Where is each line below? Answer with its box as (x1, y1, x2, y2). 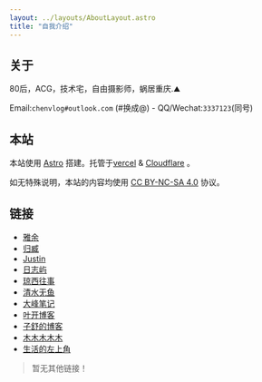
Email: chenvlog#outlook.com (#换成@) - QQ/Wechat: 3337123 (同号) (9, 103, 254, 113)
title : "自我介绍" (9, 22, 74, 31)
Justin (22, 253, 46, 264)
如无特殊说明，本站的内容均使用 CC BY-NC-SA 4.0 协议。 (9, 177, 225, 188)
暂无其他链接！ (31, 362, 88, 373)
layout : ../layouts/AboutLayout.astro (9, 13, 156, 23)
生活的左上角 (22, 343, 71, 354)
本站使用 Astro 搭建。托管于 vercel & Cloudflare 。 (9, 158, 195, 169)
